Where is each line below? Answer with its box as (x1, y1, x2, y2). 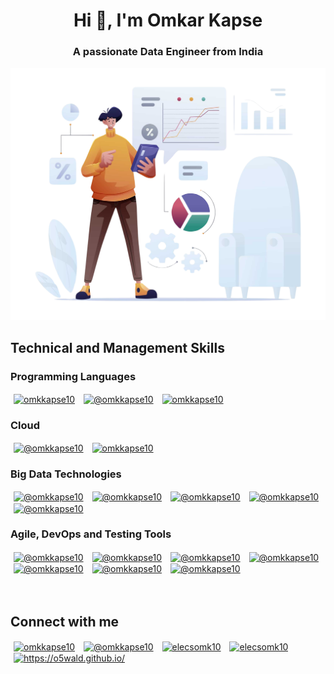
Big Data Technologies (10, 467, 122, 481)
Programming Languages (10, 369, 137, 383)
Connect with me (10, 613, 120, 630)
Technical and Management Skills (10, 339, 225, 356)
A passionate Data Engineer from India (72, 45, 264, 59)
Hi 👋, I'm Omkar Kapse (73, 9, 263, 32)
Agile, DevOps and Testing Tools (10, 527, 172, 541)
